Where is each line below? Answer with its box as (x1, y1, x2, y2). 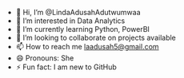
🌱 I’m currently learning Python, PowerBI (15, 25, 150, 33)
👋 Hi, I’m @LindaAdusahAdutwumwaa (15, 8, 142, 17)
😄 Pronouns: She (15, 53, 74, 63)
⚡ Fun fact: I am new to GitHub (15, 62, 118, 72)
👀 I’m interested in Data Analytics (15, 16, 126, 25)
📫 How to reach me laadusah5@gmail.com (15, 42, 159, 51)
